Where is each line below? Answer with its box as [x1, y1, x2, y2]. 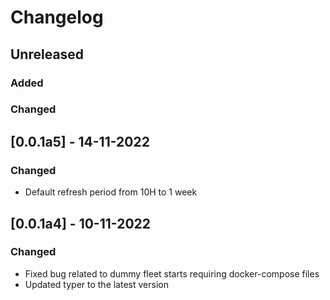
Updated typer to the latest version [24, 278, 169, 290]
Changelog [10, 6, 104, 29]
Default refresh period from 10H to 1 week [24, 186, 198, 198]
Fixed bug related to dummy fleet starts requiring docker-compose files [24, 267, 320, 280]
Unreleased [10, 46, 85, 63]
